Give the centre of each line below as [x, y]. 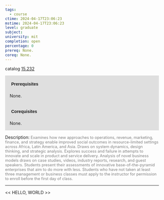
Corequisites [24, 112]
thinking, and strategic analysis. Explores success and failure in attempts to [74, 151]
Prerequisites [25, 84]
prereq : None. [20, 50]
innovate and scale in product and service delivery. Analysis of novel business [77, 156]
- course [18, 14]
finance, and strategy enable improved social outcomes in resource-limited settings [82, 142]
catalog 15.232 [20, 69]
